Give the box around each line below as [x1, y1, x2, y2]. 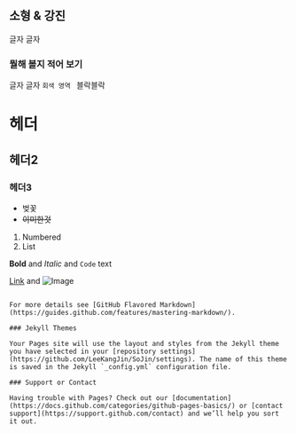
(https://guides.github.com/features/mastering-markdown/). [9, 308, 237, 317]
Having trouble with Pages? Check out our [9, 393, 168, 402]
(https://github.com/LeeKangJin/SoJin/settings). [9, 354, 197, 364]
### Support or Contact [9, 378, 97, 387]
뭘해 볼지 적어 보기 [9, 58, 83, 70]
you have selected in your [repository [9, 347, 157, 356]
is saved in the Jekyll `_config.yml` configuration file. [9, 362, 232, 371]
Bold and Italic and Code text [9, 258, 113, 269]
